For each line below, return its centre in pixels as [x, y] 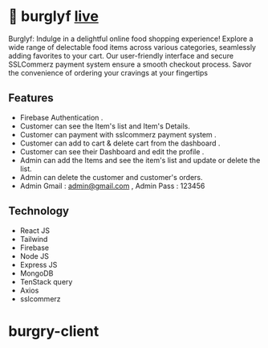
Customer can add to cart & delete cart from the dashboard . [120, 143]
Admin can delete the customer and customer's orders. [111, 177]
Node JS [35, 256]
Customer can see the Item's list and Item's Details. [105, 126]
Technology [39, 211]
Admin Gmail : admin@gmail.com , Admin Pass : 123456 [112, 186]
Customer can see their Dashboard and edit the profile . [112, 151]
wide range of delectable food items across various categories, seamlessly [132, 47]
